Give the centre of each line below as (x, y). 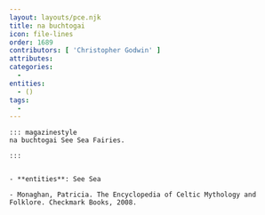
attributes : (31, 59)
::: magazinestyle (43, 133)
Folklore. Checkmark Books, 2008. (73, 203)
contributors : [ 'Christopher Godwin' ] (85, 51)
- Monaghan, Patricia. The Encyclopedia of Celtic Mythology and (132, 195)
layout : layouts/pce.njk (55, 17)
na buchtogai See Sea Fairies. (67, 140)
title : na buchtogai (48, 26)
